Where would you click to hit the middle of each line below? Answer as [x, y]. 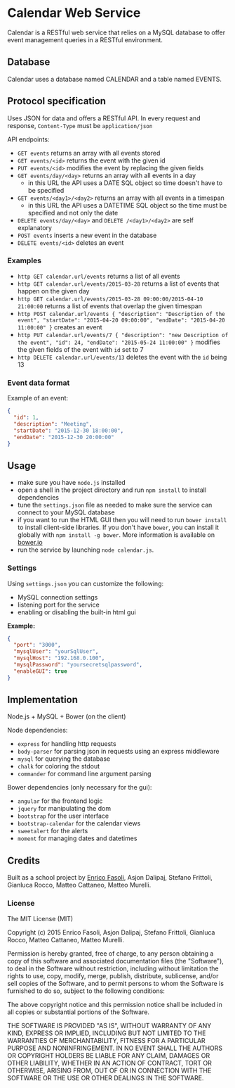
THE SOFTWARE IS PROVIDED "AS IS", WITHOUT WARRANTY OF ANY [109, 1025]
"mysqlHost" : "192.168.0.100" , [59, 658]
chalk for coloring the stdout [59, 766]
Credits [24, 860]
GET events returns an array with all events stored [89, 153]
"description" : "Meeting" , [53, 424]
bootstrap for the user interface [63, 816]
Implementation [43, 700]
